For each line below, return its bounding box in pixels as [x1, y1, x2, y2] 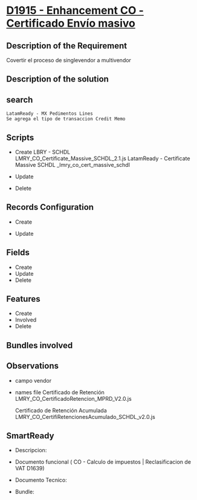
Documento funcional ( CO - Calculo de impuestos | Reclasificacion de [15, 458, 192, 466]
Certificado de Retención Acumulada [15, 406, 107, 414]
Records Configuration [6, 202, 94, 212]
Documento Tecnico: [15, 476, 68, 484]
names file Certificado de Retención [15, 388, 105, 396]
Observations [6, 361, 59, 371]
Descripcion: [15, 447, 47, 454]
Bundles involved [6, 340, 73, 351]
